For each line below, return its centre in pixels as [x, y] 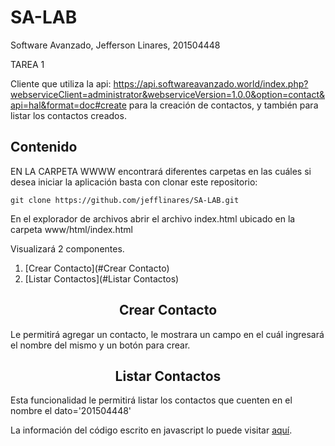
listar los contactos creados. [68, 115]
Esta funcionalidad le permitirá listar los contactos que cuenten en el [151, 400]
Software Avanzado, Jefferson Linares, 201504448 [115, 45]
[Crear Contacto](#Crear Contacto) [97, 268]
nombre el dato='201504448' [71, 411]
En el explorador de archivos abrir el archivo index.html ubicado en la [153, 218]
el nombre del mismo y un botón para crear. [100, 345]
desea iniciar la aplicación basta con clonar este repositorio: [134, 182]
